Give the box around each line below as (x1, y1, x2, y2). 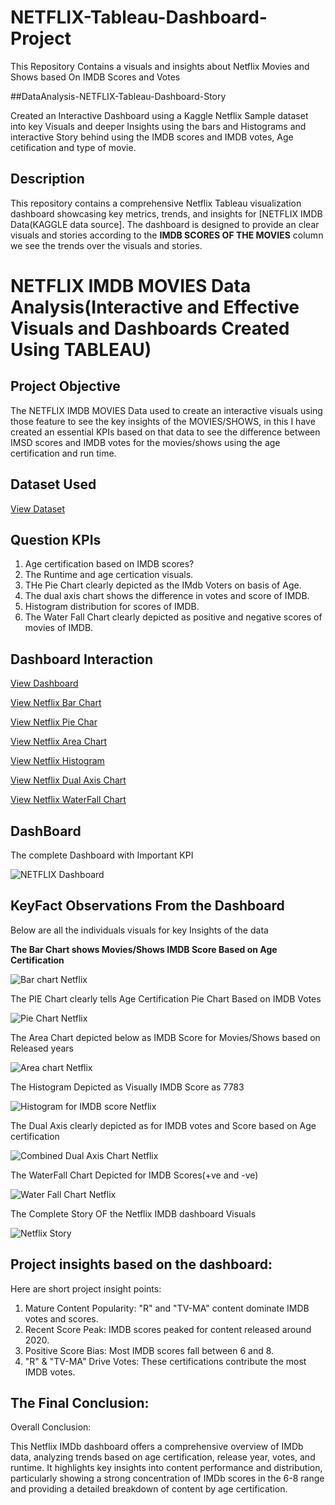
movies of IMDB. (24, 622, 94, 634)
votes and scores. (24, 1312, 99, 1325)
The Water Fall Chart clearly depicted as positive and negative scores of (24, 611, 323, 623)
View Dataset (10, 502, 65, 515)
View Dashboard (10, 677, 79, 690)
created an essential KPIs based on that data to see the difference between (10, 426, 321, 438)
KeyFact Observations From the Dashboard (10, 897, 285, 915)
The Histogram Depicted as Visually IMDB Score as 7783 (10, 1081, 245, 1093)
